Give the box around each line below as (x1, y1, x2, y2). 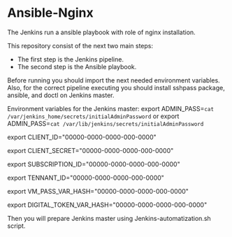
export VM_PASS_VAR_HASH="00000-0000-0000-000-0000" (7, 187, 189, 195)
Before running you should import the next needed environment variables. (7, 76, 220, 85)
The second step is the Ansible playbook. (17, 62, 137, 71)
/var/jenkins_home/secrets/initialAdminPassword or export (7, 112, 180, 120)
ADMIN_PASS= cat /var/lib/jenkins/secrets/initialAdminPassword (7, 119, 204, 127)
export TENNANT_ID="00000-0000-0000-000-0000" (7, 173, 164, 182)
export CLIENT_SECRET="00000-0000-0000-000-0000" (7, 146, 174, 155)
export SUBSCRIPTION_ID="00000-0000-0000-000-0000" (7, 159, 180, 168)
